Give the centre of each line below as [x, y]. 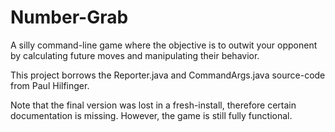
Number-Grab [69, 17]
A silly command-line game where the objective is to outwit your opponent [164, 45]
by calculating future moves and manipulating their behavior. [135, 55]
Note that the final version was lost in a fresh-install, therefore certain [153, 105]
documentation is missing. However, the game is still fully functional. [151, 115]
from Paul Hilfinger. [50, 85]
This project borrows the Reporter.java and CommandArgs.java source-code [168, 75]
